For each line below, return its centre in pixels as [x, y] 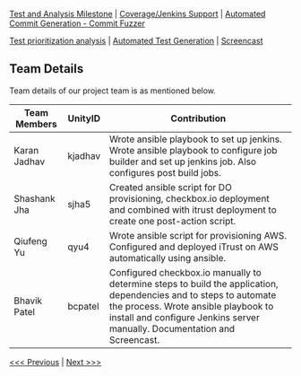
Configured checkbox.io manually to [185, 272]
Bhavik [28, 301]
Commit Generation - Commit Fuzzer [77, 23]
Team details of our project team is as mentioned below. [113, 91]
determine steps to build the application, [194, 284]
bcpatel [83, 306]
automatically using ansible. [168, 258]
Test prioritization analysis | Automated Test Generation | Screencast [136, 41]
